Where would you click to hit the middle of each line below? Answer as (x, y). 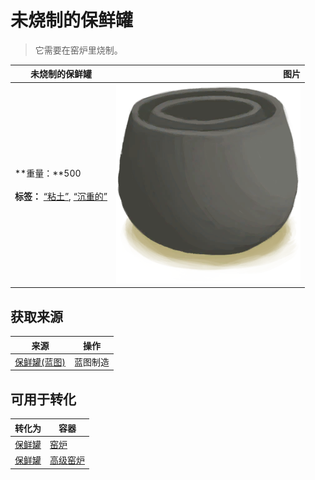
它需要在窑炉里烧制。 (78, 50)
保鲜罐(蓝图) (40, 362)
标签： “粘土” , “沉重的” (61, 197)
